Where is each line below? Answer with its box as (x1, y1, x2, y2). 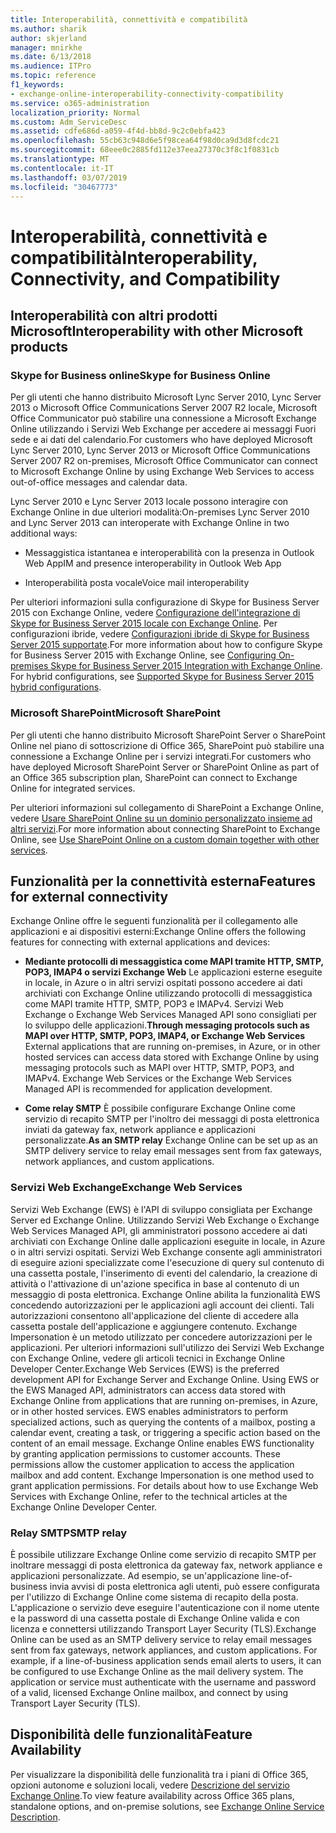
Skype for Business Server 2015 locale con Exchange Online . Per (10, 617, 278, 630)
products (10, 338, 69, 355)
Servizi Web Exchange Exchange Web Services (10, 1181, 243, 1195)
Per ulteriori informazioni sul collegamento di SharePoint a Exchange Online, (10, 801, 324, 813)
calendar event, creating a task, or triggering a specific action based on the (10, 1426, 321, 1438)
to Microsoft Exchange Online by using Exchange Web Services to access (10, 466, 315, 478)
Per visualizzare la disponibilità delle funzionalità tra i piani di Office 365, (10, 1768, 309, 1780)
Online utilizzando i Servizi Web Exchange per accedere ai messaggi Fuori (10, 423, 317, 435)
